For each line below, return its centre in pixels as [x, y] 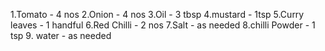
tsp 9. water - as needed [61, 35]
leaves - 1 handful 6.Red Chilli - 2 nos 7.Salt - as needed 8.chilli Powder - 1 [163, 25]
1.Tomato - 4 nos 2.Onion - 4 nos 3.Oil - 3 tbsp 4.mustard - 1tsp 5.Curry [157, 14]
